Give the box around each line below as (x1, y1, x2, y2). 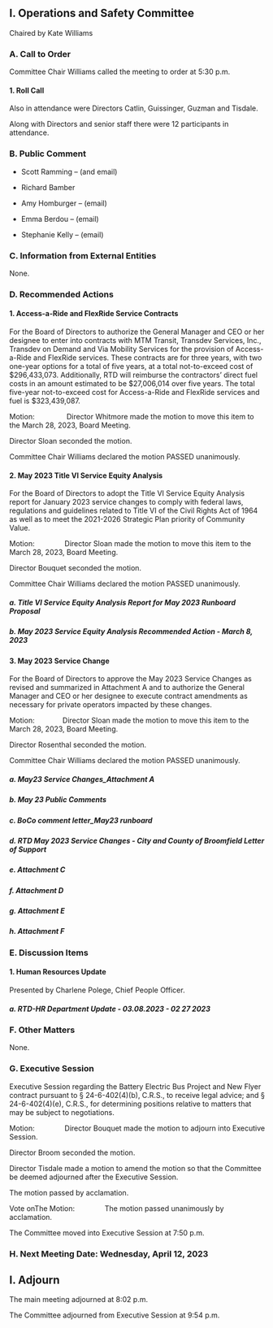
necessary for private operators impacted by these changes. (9, 700, 212, 710)
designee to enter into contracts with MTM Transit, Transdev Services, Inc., (9, 336, 262, 345)
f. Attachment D (9, 885, 64, 895)
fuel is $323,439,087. (9, 396, 80, 406)
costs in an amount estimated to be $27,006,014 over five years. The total (9, 379, 255, 388)
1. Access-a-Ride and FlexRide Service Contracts (9, 309, 179, 319)
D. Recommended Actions (9, 289, 115, 300)
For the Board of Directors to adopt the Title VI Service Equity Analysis (9, 488, 245, 498)
